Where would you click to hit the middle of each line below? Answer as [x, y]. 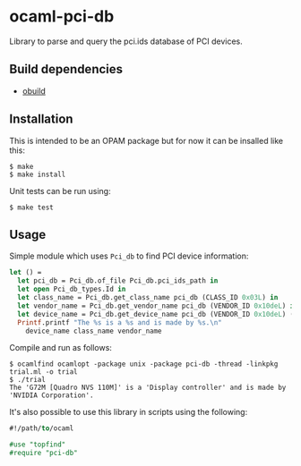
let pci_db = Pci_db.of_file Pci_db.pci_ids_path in [118, 281]
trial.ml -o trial [43, 372]
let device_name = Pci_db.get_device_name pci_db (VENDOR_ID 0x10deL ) [152, 314]
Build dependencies [66, 69]
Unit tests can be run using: [60, 191]
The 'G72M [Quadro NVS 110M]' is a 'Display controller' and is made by [148, 388]
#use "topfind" [38, 445]
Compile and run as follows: [60, 348]
